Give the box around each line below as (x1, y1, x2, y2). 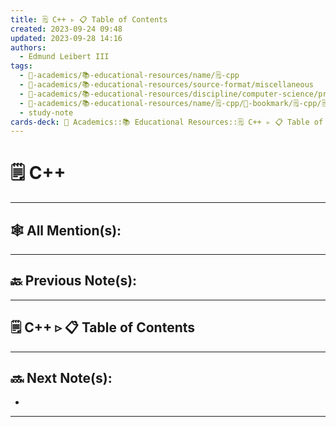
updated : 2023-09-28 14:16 (10, 33, 123, 43)
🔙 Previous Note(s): (10, 272, 138, 290)
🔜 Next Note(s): (10, 370, 113, 387)
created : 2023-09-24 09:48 (10, 24, 123, 34)
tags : (10, 61, 33, 71)
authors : (10, 42, 47, 53)
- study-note (19, 107, 74, 118)
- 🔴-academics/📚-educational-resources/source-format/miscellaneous (19, 80, 314, 90)
